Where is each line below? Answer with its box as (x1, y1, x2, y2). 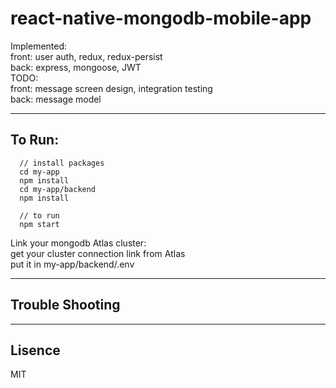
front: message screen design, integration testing (10, 82, 213, 94)
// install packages (19, 158, 105, 168)
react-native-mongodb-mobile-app (10, 7, 312, 30)
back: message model (10, 93, 102, 105)
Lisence (10, 342, 61, 359)
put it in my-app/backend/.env (10, 258, 135, 270)
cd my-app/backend (19, 184, 97, 194)
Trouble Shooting (10, 297, 121, 314)
